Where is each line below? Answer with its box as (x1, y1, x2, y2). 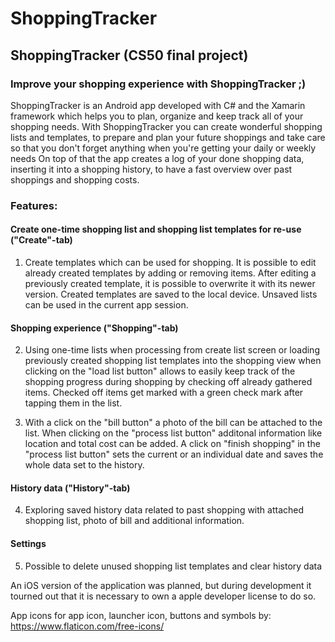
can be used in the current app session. (24, 299, 189, 311)
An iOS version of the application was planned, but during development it (10, 579, 312, 591)
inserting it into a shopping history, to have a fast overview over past (10, 163, 293, 175)
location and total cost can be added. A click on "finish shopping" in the (24, 438, 321, 450)
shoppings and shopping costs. (10, 173, 140, 186)
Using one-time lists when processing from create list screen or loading (24, 344, 320, 356)
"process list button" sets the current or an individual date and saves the (24, 448, 324, 461)
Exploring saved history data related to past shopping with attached (24, 504, 305, 516)
